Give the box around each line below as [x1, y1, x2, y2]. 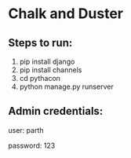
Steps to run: [8, 36, 73, 50]
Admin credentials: [8, 105, 104, 118]
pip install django [19, 57, 75, 66]
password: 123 [8, 141, 56, 150]
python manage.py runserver [19, 82, 114, 91]
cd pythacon [19, 74, 61, 83]
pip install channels [19, 65, 82, 75]
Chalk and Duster [8, 5, 124, 23]
